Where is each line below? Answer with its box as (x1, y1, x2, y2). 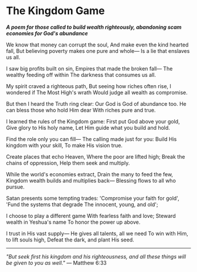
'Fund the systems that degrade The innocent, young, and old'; (6, 201, 158, 208)
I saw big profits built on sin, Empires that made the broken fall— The (6, 65, 173, 72)
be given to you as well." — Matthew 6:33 (6, 259, 107, 266)
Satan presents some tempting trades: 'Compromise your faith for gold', (6, 194, 180, 202)
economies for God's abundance (6, 29, 89, 36)
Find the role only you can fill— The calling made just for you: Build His (6, 135, 177, 142)
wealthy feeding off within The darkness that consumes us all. (6, 71, 157, 78)
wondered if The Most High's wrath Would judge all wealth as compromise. (6, 89, 188, 96)
